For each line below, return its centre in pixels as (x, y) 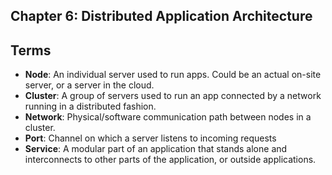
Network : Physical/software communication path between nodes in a (168, 117)
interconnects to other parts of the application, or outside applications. (170, 160)
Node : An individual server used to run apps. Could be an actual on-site (173, 75)
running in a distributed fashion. (90, 106)
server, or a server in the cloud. (89, 85)
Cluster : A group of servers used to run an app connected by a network (173, 96)
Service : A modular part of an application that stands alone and (156, 149)
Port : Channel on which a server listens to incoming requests (150, 138)
